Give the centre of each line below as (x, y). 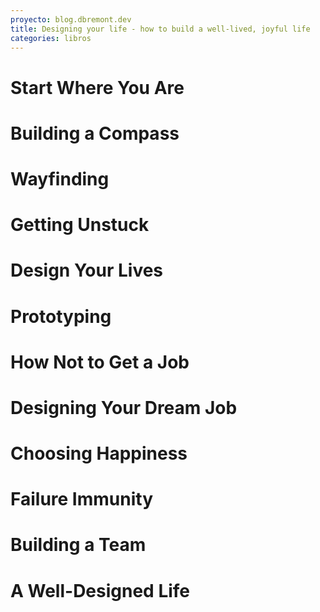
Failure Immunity (82, 499)
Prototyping (61, 316)
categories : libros (51, 38)
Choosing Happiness (99, 453)
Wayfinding (60, 178)
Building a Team (78, 545)
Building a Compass (95, 133)
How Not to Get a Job (100, 362)
